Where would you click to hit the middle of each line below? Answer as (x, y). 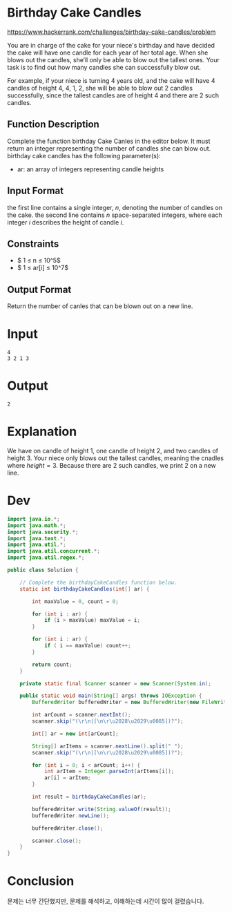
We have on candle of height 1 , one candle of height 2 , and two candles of (113, 451)
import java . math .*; (37, 525)
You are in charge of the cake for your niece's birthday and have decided (111, 45)
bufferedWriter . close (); (68, 828)
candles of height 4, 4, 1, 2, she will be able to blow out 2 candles (100, 88)
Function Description (54, 125)
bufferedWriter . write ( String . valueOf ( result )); (101, 809)
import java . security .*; (43, 532)
